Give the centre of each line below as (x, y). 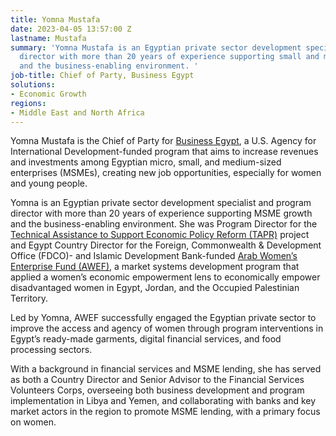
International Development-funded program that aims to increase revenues (164, 152)
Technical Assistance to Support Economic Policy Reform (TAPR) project (160, 235)
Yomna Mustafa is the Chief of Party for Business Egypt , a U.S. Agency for (163, 141)
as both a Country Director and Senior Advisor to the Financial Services (157, 380)
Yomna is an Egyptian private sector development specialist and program (161, 203)
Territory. (29, 298)
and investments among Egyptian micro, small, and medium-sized (146, 162)
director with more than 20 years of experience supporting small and (169, 57)
